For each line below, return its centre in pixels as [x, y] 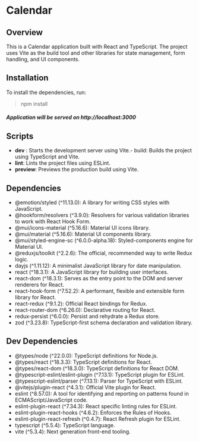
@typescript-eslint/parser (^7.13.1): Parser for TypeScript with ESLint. [99, 381]
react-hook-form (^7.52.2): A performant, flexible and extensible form [99, 291]
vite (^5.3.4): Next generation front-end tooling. [72, 431]
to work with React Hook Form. [53, 221]
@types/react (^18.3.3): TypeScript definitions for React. [83, 362]
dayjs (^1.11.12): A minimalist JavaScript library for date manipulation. [98, 266]
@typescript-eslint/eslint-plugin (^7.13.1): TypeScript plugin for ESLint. [100, 374]
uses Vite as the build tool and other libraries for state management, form [96, 53]
